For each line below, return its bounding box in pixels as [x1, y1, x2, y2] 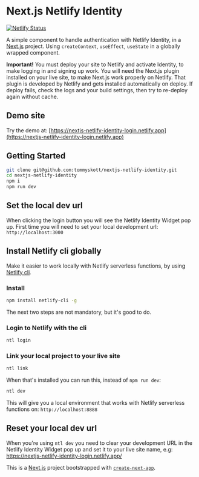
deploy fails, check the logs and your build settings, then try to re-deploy [6, 86, 188, 93]
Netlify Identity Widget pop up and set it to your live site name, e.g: [6, 445, 173, 453]
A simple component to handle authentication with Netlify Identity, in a [6, 36, 181, 43]
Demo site [6, 110, 45, 121]
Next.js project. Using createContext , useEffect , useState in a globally [6, 42, 180, 50]
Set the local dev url [6, 200, 83, 211]
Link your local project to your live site [6, 351, 121, 360]
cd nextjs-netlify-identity [6, 172, 77, 178]
